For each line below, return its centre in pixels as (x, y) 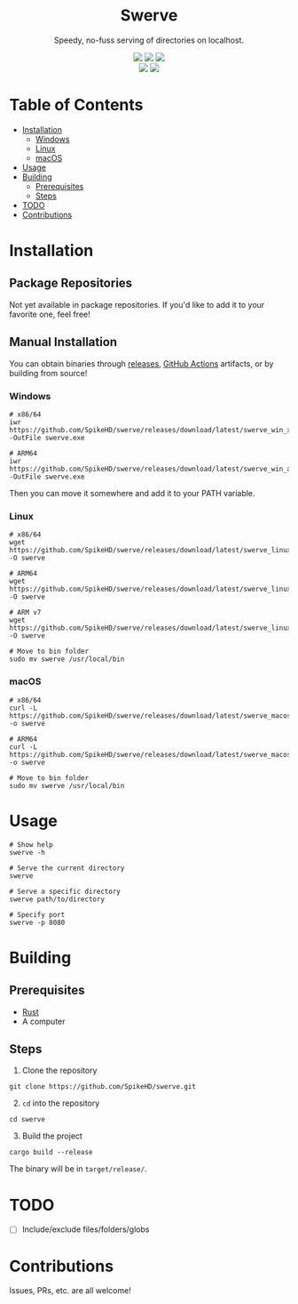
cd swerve (27, 1120)
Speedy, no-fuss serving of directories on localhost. (149, 40)
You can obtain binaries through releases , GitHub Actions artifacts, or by (141, 363)
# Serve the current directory (67, 868)
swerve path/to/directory (57, 899)
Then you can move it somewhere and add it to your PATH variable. (132, 493)
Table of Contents (76, 105)
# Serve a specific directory (65, 891)
